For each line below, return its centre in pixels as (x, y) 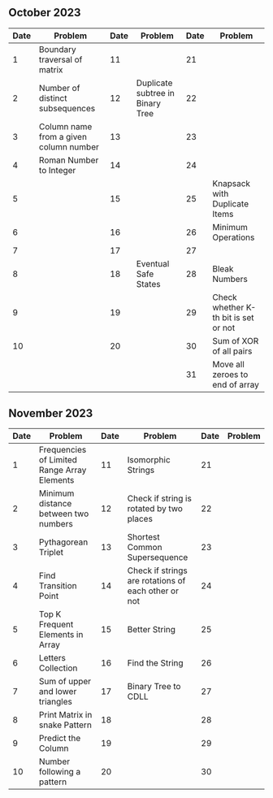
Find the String (156, 663)
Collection (58, 668)
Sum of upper (65, 682)
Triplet (51, 553)
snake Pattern (65, 725)
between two (64, 514)
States (148, 284)
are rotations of (156, 581)
